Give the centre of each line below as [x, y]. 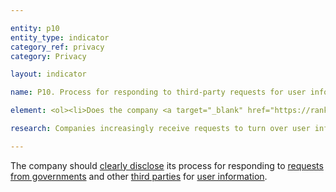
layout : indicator [48, 74]
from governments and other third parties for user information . [139, 176]
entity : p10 [35, 28]
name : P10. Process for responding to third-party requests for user [158, 92]
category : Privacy [48, 56]
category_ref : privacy [57, 47]
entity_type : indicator [60, 37]
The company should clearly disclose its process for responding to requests [167, 165]
